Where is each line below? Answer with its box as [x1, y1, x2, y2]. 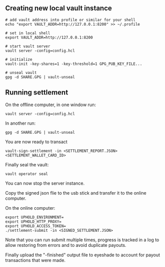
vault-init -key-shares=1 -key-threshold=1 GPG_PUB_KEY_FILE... [5, 61, 142, 66]
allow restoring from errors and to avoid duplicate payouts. [5, 242, 126, 248]
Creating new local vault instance [5, 4, 112, 13]
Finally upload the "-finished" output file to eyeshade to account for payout [5, 251, 160, 258]
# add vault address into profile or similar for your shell [5, 17, 136, 22]
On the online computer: [5, 205, 56, 211]
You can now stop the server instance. [5, 180, 85, 186]
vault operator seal [5, 171, 49, 176]
